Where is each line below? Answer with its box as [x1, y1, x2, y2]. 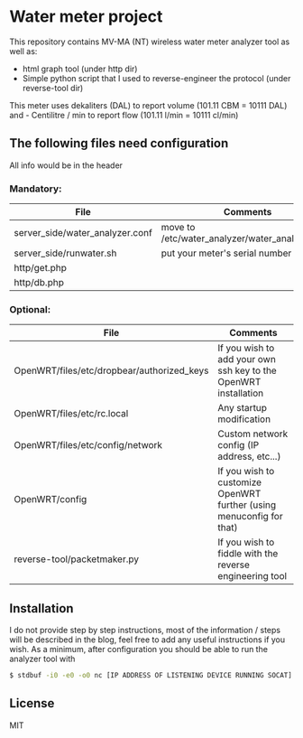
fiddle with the [217, 547, 279, 560]
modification [217, 413, 271, 425]
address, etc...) [217, 450, 281, 462]
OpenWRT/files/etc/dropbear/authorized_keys [14, 364, 209, 377]
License [9, 696, 55, 711]
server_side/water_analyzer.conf [14, 227, 153, 239]
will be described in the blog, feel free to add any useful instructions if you [9, 634, 286, 645]
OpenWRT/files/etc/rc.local [14, 407, 129, 420]
